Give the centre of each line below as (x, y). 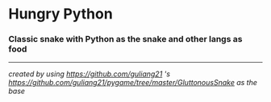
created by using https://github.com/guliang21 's (90, 74)
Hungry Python (60, 14)
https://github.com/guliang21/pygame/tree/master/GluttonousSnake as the (133, 83)
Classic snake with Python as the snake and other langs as (125, 39)
